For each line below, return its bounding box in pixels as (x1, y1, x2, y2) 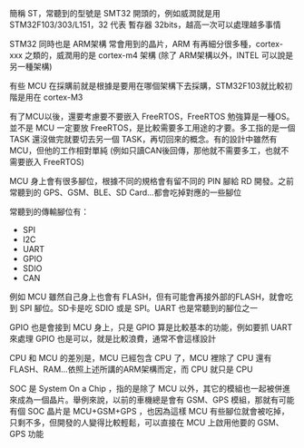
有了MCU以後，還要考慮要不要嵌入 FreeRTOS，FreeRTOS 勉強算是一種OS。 (9, 112, 295, 122)
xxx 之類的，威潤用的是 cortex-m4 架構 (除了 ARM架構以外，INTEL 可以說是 (9, 50, 293, 61)
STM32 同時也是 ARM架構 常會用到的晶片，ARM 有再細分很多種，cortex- (9, 39, 284, 49)
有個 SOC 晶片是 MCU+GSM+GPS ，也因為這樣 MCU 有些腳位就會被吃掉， (9, 406, 290, 416)
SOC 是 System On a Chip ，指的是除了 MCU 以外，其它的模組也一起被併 (9, 384, 283, 394)
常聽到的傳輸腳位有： (9, 207, 89, 217)
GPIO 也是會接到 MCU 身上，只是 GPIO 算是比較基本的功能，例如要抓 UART (9, 322, 293, 333)
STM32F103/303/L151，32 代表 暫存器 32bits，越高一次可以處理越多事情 (9, 19, 281, 30)
